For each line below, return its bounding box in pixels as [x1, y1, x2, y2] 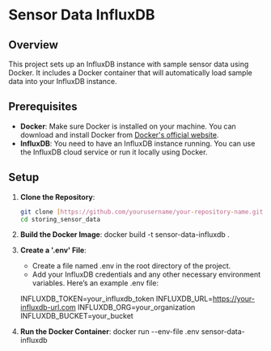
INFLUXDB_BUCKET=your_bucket [19, 311, 133, 321]
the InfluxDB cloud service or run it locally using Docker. [19, 147, 208, 157]
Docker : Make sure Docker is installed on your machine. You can [19, 121, 236, 131]
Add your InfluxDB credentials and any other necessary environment [32, 269, 261, 280]
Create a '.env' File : [19, 245, 87, 256]
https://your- [213, 294, 255, 304]
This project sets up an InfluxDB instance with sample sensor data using [8, 59, 249, 69]
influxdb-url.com [19, 302, 77, 312]
